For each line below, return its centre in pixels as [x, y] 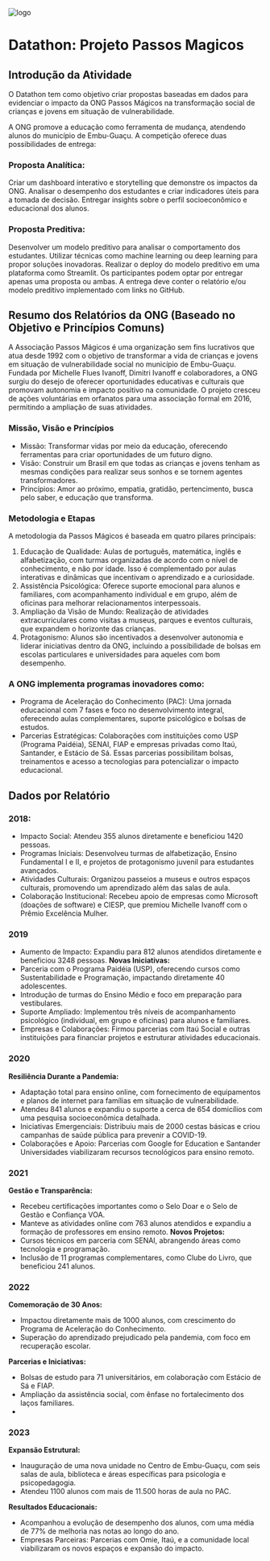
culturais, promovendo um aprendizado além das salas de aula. [125, 888]
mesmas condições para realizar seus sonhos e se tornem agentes [131, 472]
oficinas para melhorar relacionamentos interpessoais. [110, 603]
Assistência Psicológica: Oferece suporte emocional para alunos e [130, 586]
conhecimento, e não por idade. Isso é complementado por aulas [128, 569]
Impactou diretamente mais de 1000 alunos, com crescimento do [128, 1320]
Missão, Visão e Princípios [61, 428]
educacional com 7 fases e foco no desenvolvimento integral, [122, 710]
